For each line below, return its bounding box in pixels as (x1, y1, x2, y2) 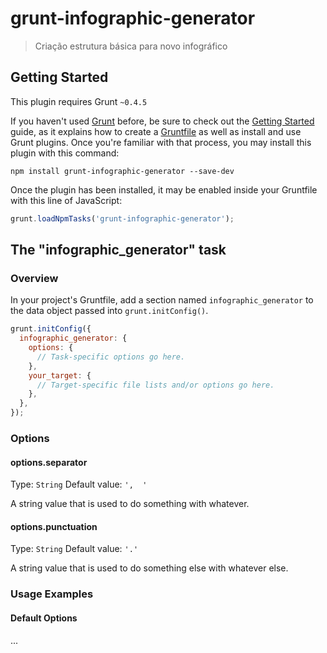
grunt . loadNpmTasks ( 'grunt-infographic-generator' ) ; (10, 213, 235, 224)
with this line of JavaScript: (10, 194, 123, 206)
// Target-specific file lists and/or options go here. (36, 380, 275, 390)
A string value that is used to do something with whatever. (10, 498, 250, 510)
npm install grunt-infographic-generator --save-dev (10, 166, 235, 176)
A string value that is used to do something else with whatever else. (10, 562, 289, 574)
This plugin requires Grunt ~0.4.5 (10, 95, 148, 107)
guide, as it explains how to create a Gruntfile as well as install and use (10, 125, 302, 137)
